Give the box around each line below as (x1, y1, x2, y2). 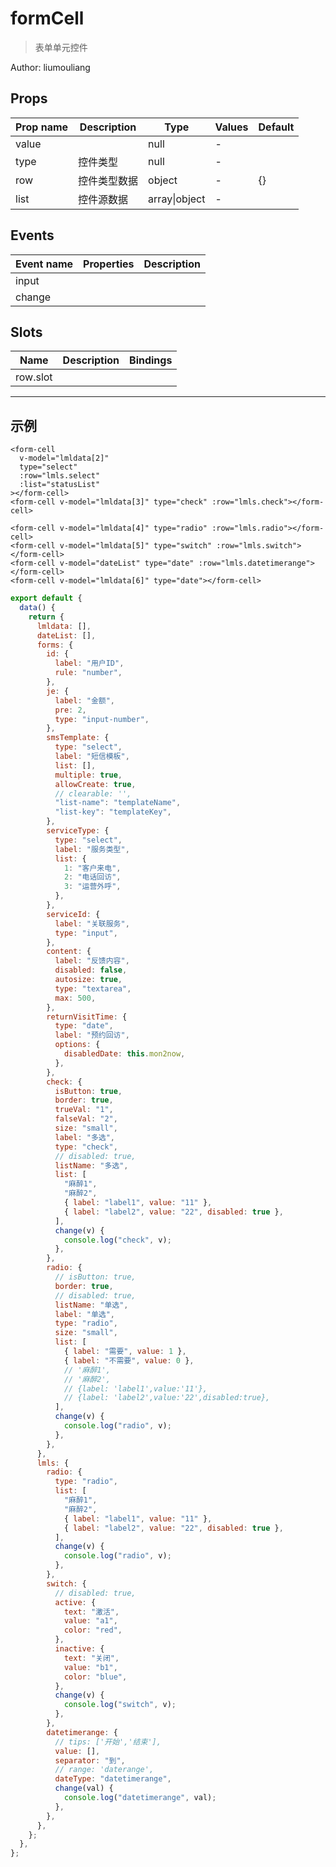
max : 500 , (54, 993, 97, 1003)
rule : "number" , (54, 668, 123, 678)
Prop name (15, 120, 69, 134)
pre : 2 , (54, 705, 87, 715)
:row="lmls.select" (19, 471, 101, 481)
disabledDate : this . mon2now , (63, 1049, 186, 1059)
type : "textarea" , (54, 983, 132, 994)
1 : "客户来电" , (63, 863, 122, 873)
